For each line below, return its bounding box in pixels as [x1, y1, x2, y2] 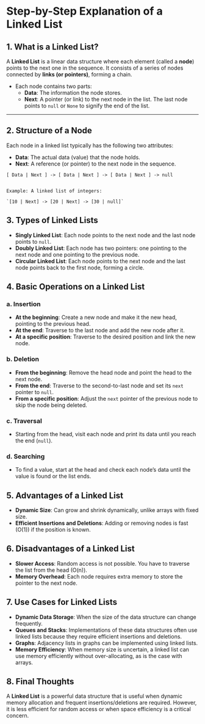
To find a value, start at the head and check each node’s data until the [15, 466, 191, 474]
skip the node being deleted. [15, 401, 87, 409]
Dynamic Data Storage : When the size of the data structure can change [15, 613, 196, 621]
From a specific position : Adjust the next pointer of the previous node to [15, 395, 198, 402]
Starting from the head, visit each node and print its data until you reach [15, 430, 196, 437]
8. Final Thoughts [6, 676, 74, 687]
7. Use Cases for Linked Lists [6, 597, 118, 607]
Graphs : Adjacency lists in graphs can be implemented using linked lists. [15, 639, 198, 646]
